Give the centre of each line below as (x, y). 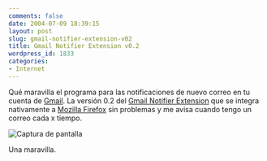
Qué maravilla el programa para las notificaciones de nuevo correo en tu (129, 92)
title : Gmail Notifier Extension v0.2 (74, 46)
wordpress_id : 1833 (41, 54)
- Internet (27, 69)
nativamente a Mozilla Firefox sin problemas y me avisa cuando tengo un (130, 109)
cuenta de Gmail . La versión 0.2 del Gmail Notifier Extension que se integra (134, 100)
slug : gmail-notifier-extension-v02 (70, 39)
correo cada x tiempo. (45, 118)
